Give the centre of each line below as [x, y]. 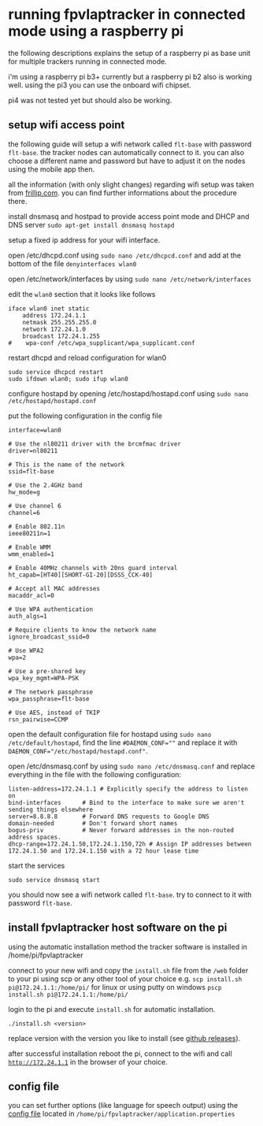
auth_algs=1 [28, 616]
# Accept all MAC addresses [54, 588]
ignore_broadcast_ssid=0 [49, 637]
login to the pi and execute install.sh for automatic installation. [112, 1009]
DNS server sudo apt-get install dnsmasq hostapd [91, 224]
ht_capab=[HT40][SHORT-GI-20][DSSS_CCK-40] [81, 575]
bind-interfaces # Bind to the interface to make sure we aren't [126, 802]
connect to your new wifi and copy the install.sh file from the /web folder [128, 970]
